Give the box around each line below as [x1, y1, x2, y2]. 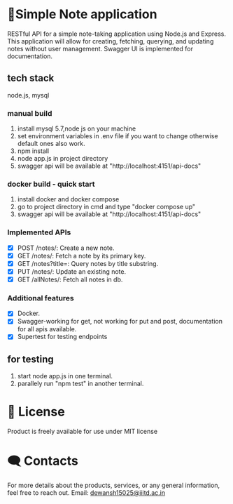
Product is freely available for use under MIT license [7, 427, 158, 436]
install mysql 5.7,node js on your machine [17, 124, 136, 133]
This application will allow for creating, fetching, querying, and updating [7, 37, 214, 45]
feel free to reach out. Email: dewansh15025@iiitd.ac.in [7, 489, 166, 497]
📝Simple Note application [7, 6, 157, 22]
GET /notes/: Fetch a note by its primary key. [17, 251, 146, 260]
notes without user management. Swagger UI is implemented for [7, 44, 194, 53]
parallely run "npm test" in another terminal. [17, 379, 144, 388]
